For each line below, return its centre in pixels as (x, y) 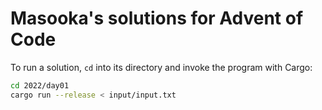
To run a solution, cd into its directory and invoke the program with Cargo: (161, 67)
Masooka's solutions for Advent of (157, 18)
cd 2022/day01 (40, 85)
